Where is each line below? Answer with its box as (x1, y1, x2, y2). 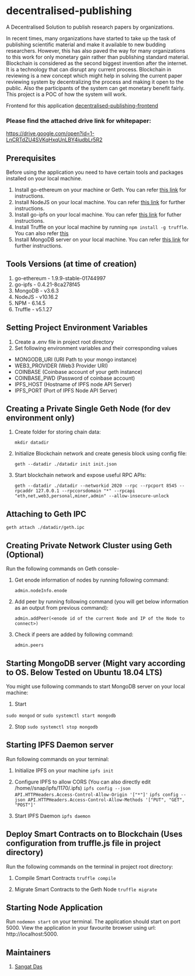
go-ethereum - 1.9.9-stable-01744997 (14, 274, 106, 281)
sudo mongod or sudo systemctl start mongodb (6, 712, 116, 719)
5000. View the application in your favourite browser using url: (6, 925, 156, 932)
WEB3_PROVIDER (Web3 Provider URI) (14, 362, 108, 369)
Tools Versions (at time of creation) (6, 259, 137, 269)
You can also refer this (14, 230, 69, 237)
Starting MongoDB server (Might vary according (6, 658, 186, 668)
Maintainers (6, 947, 51, 957)
